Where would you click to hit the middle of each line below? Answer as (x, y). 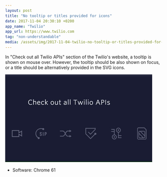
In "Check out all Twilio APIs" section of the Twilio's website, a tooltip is (78, 57)
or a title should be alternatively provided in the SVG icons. (65, 67)
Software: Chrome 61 (34, 170)
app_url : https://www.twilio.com (40, 32)
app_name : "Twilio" (25, 26)
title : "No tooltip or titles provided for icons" (59, 16)
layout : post (19, 10)
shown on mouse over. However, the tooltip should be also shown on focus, (83, 62)
